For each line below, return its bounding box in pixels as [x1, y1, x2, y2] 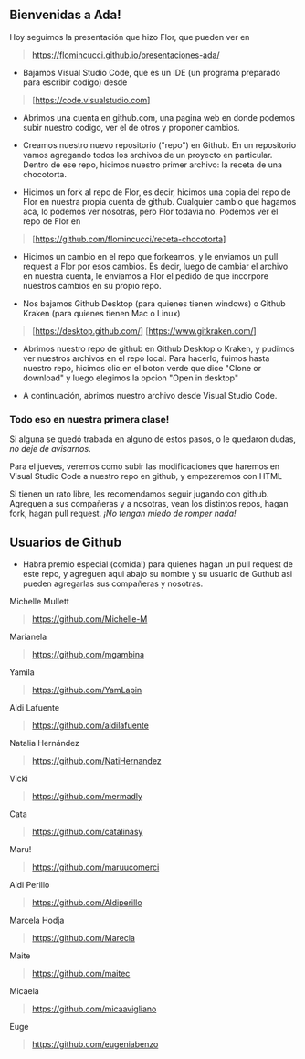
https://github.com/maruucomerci [31, 861, 160, 872]
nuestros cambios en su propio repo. [22, 280, 162, 291]
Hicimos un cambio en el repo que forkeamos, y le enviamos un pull [22, 251, 279, 262]
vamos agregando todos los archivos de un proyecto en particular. [22, 149, 273, 160]
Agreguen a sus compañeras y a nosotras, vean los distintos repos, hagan [9, 498, 289, 509]
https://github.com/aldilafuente [31, 720, 149, 731]
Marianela [9, 631, 47, 642]
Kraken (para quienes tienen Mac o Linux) [22, 307, 181, 318]
